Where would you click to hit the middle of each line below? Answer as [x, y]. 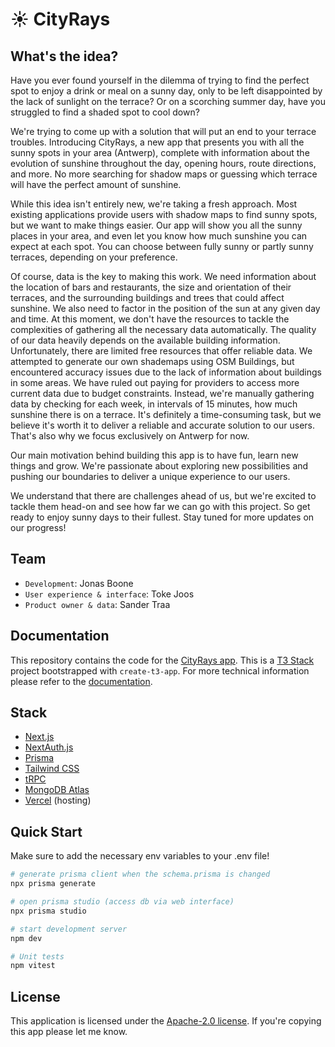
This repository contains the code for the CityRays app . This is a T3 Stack [162, 660]
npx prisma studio [48, 911]
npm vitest [33, 966]
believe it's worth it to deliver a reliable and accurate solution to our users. [163, 425]
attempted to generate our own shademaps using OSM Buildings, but [152, 361]
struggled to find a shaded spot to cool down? [105, 112]
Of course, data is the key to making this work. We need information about [163, 276]
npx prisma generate [53, 884]
